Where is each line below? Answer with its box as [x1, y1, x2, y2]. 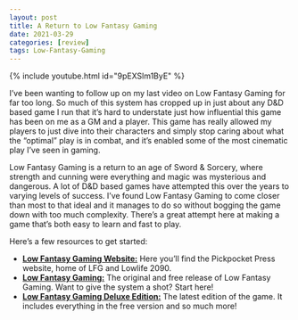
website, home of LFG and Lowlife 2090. [21, 263, 172, 274]
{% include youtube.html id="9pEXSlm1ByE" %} [9, 70, 186, 81]
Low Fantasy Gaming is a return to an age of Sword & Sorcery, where [9, 162, 263, 173]
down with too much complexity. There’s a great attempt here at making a [9, 209, 280, 220]
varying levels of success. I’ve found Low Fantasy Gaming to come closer [9, 191, 280, 201]
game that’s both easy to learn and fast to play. [9, 219, 182, 230]
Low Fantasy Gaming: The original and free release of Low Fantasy [21, 273, 271, 283]
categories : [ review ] [9, 37, 90, 47]
